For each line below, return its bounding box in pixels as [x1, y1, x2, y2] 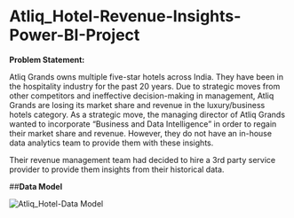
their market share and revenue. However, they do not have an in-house [9, 128, 273, 138]
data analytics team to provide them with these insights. [9, 137, 214, 148]
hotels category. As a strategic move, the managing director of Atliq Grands [9, 109, 286, 120]
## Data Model [9, 181, 63, 191]
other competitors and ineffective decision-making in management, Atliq [9, 90, 274, 101]
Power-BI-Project [9, 25, 140, 45]
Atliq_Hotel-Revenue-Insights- [9, 6, 242, 27]
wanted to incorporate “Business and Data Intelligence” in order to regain [9, 118, 277, 129]
